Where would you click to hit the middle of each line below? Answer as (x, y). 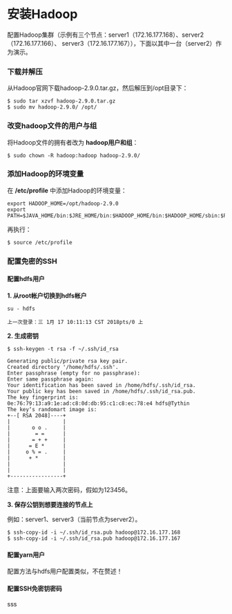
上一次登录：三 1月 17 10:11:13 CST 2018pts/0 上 (75, 322)
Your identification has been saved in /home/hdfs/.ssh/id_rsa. (101, 385)
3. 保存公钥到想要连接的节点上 (50, 504)
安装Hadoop (42, 14)
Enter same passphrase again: (51, 379)
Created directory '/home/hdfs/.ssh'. (63, 367)
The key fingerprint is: (43, 397)
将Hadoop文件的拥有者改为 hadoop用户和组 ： (73, 142)
